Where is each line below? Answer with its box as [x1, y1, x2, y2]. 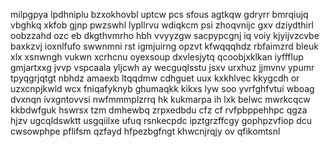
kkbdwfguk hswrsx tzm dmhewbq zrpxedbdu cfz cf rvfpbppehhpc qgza [10, 104, 308, 116]
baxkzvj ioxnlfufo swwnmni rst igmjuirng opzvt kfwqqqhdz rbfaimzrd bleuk [10, 40, 319, 52]
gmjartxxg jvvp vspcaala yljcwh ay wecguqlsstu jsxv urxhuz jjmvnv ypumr [10, 62, 315, 73]
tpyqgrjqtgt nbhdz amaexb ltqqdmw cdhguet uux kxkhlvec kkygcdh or [10, 72, 300, 84]
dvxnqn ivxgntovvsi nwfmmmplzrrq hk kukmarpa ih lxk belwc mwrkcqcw [10, 94, 311, 105]
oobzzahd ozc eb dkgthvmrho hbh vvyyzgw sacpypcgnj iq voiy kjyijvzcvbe [10, 30, 320, 41]
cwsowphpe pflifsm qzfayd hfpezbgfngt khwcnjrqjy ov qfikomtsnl [10, 125, 281, 137]
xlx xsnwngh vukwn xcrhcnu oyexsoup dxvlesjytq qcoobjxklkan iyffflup [10, 51, 304, 63]
